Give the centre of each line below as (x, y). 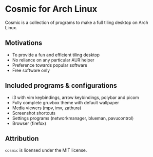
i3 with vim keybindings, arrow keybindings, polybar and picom (76, 97)
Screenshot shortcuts (34, 113)
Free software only (31, 70)
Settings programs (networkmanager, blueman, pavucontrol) (73, 118)
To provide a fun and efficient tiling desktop (56, 55)
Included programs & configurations (61, 86)
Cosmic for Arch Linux (51, 9)
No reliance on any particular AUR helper (53, 60)
